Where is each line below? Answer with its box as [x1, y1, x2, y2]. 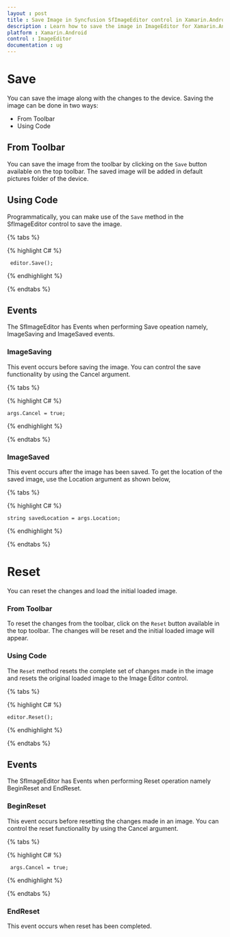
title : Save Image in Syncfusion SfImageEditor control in [7, 16, 183, 23]
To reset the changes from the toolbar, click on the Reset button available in [7, 619, 220, 627]
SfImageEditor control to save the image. [7, 220, 122, 228]
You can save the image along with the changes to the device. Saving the [7, 94, 214, 102]
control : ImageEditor [7, 36, 72, 42]
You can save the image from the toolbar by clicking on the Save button [7, 160, 207, 168]
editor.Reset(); [7, 714, 53, 721]
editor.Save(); [10, 260, 53, 266]
